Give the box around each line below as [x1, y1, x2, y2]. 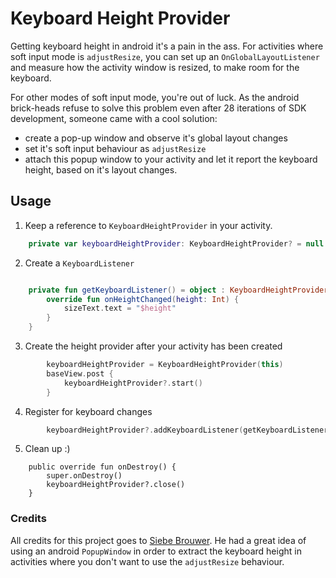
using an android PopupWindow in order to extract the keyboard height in [10, 545, 302, 557]
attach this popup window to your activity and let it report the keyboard [24, 153, 318, 165]
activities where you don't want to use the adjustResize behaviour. [10, 555, 285, 567]
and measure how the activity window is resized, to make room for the [10, 61, 300, 73]
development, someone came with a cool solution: [10, 112, 218, 124]
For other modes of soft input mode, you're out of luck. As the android [10, 91, 300, 103]
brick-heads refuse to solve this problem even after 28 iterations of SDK [10, 102, 307, 114]
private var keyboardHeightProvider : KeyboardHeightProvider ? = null [28, 238, 325, 249]
